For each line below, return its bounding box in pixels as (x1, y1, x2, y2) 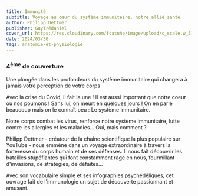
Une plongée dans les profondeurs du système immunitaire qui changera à (6, 76, 187, 83)
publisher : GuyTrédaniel (6, 25, 67, 31)
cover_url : (6, 31, 33, 37)
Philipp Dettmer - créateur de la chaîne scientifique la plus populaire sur (6, 135, 181, 142)
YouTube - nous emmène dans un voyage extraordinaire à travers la (6, 141, 171, 148)
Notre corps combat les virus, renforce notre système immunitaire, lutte (6, 117, 180, 125)
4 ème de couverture (6, 61, 64, 71)
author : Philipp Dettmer (6, 19, 67, 25)
